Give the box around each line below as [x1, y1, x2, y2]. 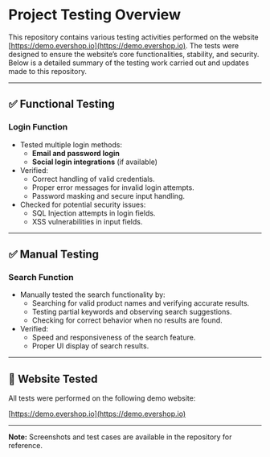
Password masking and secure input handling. [31, 191, 185, 200]
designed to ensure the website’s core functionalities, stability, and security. [8, 49, 260, 59]
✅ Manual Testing [8, 248, 99, 261]
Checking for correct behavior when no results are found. [31, 315, 223, 325]
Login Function [8, 121, 68, 133]
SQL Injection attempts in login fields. [31, 208, 156, 218]
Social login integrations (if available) [31, 157, 158, 167]
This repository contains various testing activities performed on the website [8, 32, 259, 42]
